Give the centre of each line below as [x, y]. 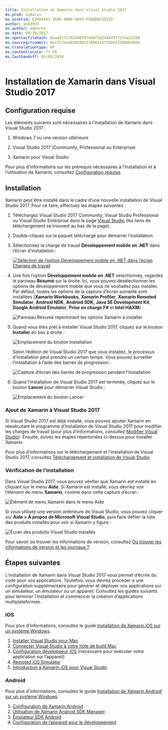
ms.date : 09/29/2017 [27, 33]
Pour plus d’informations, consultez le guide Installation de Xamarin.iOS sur [83, 625]
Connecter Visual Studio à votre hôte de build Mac [64, 646]
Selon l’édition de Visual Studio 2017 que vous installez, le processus [83, 352]
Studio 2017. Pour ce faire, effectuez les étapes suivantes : [66, 205]
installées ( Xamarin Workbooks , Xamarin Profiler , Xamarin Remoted [84, 297]
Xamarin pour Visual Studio [41, 157]
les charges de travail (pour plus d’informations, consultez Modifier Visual [81, 432]
